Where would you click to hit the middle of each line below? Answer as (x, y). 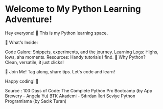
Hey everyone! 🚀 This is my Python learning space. (57, 33)
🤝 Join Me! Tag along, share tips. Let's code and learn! (60, 71)
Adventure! (29, 19)
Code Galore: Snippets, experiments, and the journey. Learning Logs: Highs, (82, 52)
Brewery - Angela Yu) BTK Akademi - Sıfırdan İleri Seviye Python (70, 96)
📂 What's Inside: (22, 42)
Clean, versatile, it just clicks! (35, 62)
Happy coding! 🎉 (22, 81)
